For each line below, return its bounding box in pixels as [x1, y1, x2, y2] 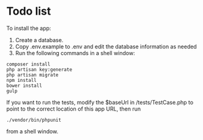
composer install [6, 61, 51, 67]
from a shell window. [6, 127, 59, 135]
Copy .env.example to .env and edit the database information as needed [15, 43, 197, 50]
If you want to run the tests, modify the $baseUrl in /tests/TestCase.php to [6, 98, 194, 106]
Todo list [6, 4, 51, 18]
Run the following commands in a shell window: [15, 49, 136, 56]
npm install [6, 77, 37, 83]
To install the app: [6, 24, 51, 32]
